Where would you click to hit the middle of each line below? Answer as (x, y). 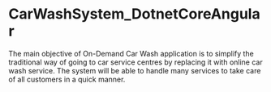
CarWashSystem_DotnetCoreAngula (135, 14)
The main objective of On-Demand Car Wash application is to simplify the (131, 53)
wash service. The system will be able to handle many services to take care (135, 70)
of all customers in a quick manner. (67, 79)
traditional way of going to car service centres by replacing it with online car (135, 62)
